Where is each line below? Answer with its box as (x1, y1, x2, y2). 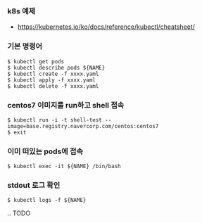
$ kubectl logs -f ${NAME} (7, 197, 87, 204)
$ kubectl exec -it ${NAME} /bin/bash (7, 163, 121, 170)
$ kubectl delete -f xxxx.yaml (7, 82, 99, 89)
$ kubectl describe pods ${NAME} (7, 64, 106, 71)
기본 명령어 (7, 42, 43, 51)
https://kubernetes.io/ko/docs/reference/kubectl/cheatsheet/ (17, 23, 196, 31)
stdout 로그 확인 (7, 181, 61, 191)
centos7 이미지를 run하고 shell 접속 (7, 100, 125, 110)
